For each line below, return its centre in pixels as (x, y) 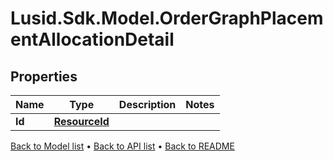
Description (147, 104)
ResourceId (81, 121)
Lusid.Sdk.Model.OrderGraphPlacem (167, 18)
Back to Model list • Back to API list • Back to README (122, 146)
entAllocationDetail (92, 39)
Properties (44, 76)
